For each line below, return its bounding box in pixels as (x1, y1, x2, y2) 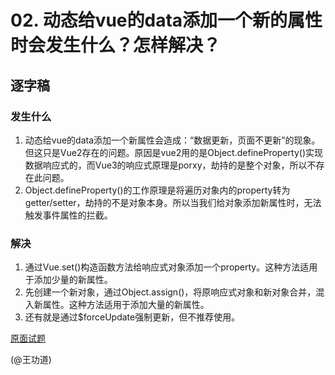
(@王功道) (10, 354, 52, 366)
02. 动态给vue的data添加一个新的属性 (10, 9, 323, 32)
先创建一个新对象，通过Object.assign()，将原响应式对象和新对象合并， (24, 286, 317, 298)
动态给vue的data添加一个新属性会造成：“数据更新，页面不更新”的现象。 (24, 134, 321, 146)
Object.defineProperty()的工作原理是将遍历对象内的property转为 (24, 184, 291, 196)
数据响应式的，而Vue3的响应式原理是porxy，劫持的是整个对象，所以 (24, 159, 308, 171)
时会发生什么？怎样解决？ (10, 34, 222, 57)
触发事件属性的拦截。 (24, 209, 113, 221)
